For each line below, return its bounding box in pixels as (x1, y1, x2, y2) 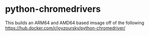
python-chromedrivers (5, 3, 101, 15)
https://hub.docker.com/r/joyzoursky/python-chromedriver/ (5, 25, 125, 31)
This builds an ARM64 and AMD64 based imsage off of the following (5, 20, 144, 26)
